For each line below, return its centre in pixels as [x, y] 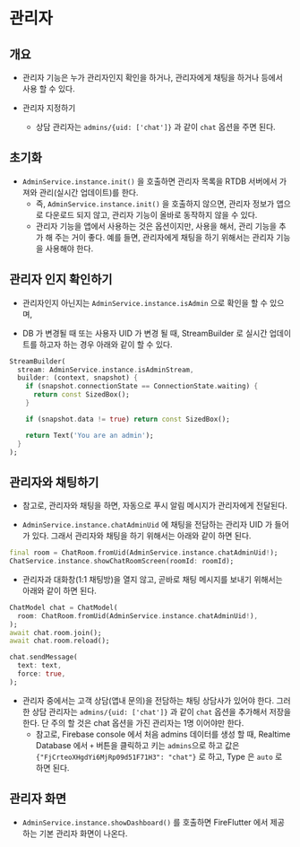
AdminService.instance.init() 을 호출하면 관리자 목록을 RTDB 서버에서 [150, 181]
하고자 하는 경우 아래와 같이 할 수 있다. [106, 344]
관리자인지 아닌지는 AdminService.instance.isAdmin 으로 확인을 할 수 [145, 302]
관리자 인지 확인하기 [61, 279]
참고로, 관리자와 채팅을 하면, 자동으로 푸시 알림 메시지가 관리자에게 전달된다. [155, 506]
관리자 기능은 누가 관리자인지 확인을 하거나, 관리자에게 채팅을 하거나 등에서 [153, 78]
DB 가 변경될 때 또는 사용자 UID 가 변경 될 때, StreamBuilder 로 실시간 [145, 333]
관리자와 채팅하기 [54, 482]
